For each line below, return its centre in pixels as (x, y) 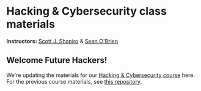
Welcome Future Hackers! (57, 60)
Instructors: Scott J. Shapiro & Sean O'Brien (62, 41)
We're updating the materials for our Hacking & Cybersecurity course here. (101, 75)
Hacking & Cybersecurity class (86, 11)
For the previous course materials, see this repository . (74, 81)
